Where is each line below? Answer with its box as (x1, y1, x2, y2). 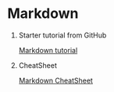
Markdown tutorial (18, 45, 78, 55)
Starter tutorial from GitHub (18, 30, 107, 40)
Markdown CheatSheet (18, 76, 93, 85)
